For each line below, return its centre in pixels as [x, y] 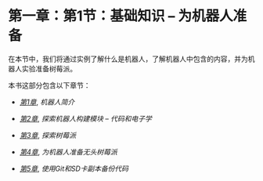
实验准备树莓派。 [49, 68]
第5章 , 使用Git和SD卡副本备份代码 [74, 168]
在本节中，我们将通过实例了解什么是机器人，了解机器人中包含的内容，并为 [128, 59]
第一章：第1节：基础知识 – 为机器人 [121, 16]
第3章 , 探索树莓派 [48, 135]
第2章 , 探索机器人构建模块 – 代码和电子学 [86, 118]
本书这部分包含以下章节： [49, 85]
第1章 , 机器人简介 [47, 102]
